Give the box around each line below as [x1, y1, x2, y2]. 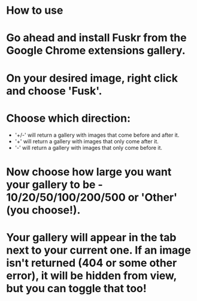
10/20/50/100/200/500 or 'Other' [6, 190, 178, 204]
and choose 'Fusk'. [6, 84, 102, 98]
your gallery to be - [6, 177, 103, 191]
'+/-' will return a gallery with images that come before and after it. [14, 131, 180, 139]
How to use [6, 4, 63, 17]
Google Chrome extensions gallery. [6, 44, 186, 58]
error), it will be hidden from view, [6, 269, 177, 282]
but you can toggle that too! [6, 281, 147, 295]
